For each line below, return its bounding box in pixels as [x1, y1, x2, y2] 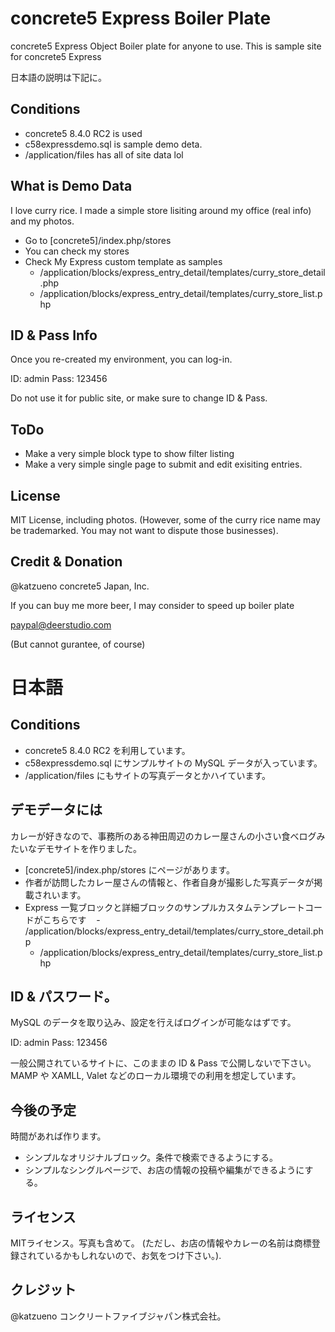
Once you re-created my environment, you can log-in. [10, 353, 233, 366]
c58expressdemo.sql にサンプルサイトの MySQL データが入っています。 [24, 757, 323, 769]
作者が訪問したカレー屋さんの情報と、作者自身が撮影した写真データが [24, 876, 315, 888]
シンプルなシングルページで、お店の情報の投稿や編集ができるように [24, 1164, 305, 1176]
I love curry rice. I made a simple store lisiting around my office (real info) [10, 204, 312, 216]
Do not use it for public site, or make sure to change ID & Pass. [10, 392, 268, 404]
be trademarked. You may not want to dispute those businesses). [10, 525, 279, 536]
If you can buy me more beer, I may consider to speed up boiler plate [10, 599, 295, 611]
